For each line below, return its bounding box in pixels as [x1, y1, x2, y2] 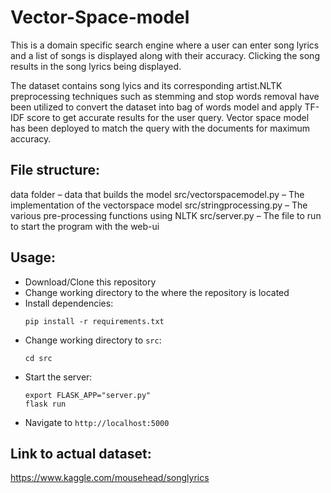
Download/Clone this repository [24, 276, 157, 288]
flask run [24, 399, 67, 409]
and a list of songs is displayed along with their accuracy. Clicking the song [10, 49, 320, 61]
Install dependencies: [24, 297, 114, 309]
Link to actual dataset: [10, 445, 152, 462]
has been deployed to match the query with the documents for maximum [10, 122, 311, 134]
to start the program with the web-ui [10, 220, 160, 232]
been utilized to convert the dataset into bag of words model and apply [10, 101, 303, 113]
